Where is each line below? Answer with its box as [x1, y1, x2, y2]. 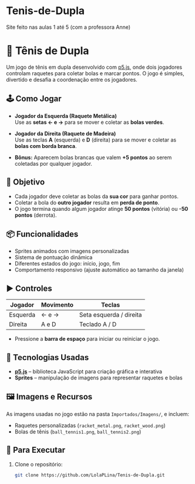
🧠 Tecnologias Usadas [6, 352, 89, 362]
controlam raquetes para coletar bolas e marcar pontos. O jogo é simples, [6, 69, 184, 77]
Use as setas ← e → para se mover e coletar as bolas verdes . [14, 119, 164, 126]
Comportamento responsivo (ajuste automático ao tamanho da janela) [14, 266, 184, 274]
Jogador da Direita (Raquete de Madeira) [14, 130, 116, 137]
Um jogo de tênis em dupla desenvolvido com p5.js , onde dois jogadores [6, 63, 183, 70]
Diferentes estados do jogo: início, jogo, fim [14, 260, 120, 267]
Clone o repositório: [14, 461, 63, 468]
